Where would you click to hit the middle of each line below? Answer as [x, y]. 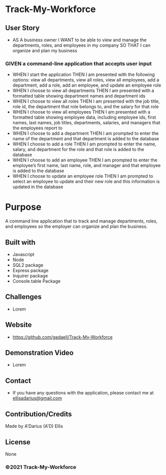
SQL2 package [28, 265]
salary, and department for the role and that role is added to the [78, 149]
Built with [20, 242]
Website [18, 325]
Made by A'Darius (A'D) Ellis [34, 426]
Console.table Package [36, 281]
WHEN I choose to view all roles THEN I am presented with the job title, [86, 101]
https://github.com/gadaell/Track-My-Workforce [63, 337]
